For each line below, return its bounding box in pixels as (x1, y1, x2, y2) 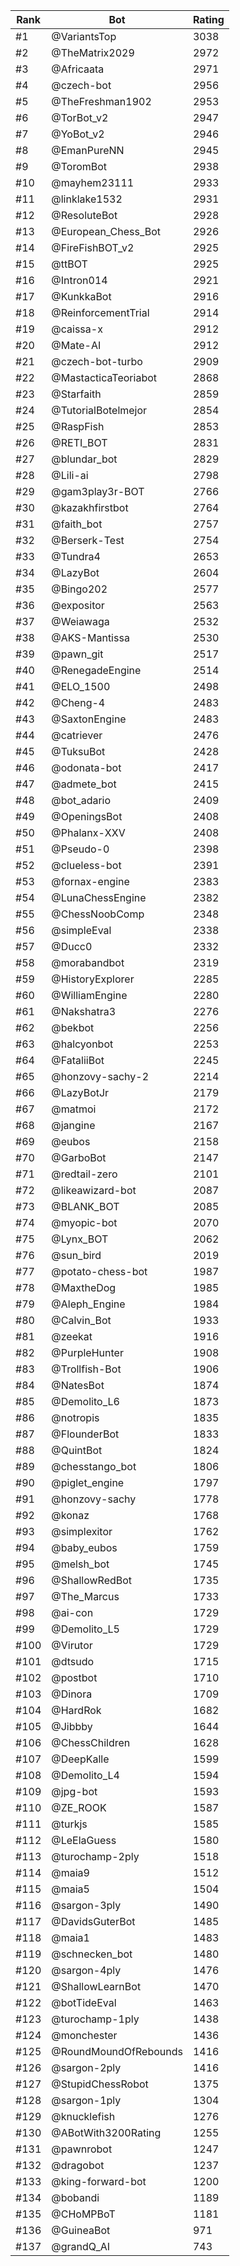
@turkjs (51, 1817, 88, 1831)
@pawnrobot (51, 2142, 113, 2156)
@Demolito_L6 (51, 1395, 120, 1408)
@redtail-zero (51, 1167, 118, 1181)
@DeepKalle (51, 1752, 110, 1766)
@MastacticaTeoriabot (51, 371, 157, 384)
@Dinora (51, 1687, 93, 1701)
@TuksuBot (51, 745, 106, 758)
